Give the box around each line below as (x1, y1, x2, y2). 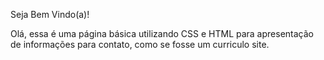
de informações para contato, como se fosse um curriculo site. (10, 39, 270, 50)
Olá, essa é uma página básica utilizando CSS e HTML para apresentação (10, 28, 314, 39)
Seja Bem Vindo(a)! (10, 9, 90, 20)
